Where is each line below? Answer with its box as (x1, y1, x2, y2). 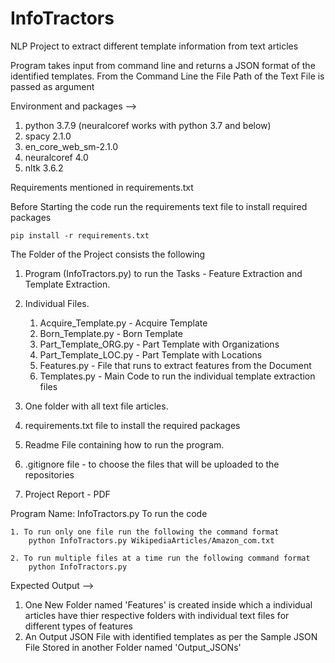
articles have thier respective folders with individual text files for (24, 609, 290, 621)
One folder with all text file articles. (24, 400, 169, 412)
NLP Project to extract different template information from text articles (10, 40, 299, 52)
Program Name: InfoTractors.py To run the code (10, 507, 208, 519)
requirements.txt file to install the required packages (24, 419, 241, 431)
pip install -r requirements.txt (10, 230, 150, 241)
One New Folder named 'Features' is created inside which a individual (24, 598, 313, 611)
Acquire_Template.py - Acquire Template (39, 317, 208, 329)
